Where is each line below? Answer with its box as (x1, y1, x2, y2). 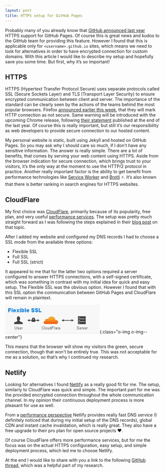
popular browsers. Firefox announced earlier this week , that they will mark (5, 107, 156, 113)
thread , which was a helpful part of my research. (5, 462, 104, 468)
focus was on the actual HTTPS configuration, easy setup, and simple (5, 442, 147, 448)
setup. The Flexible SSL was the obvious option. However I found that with (5, 284, 156, 290)
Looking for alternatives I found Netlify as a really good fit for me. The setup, (5, 381, 161, 387)
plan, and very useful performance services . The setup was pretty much (5, 214, 152, 220)
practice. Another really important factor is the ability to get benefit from (5, 169, 152, 175)
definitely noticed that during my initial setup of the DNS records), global (5, 417, 152, 423)
